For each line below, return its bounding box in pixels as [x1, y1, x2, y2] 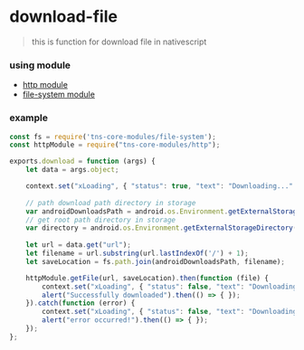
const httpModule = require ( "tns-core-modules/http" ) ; [9, 140, 221, 150]
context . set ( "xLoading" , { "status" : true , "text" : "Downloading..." [25, 182, 294, 191]
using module [9, 59, 71, 71]
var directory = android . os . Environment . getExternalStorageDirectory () [25, 223, 301, 232]
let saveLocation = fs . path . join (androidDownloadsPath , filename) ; [25, 257, 285, 266]
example [9, 111, 48, 124]
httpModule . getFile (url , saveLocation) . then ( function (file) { [25, 273, 270, 282]
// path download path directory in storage [25, 198, 196, 207]
